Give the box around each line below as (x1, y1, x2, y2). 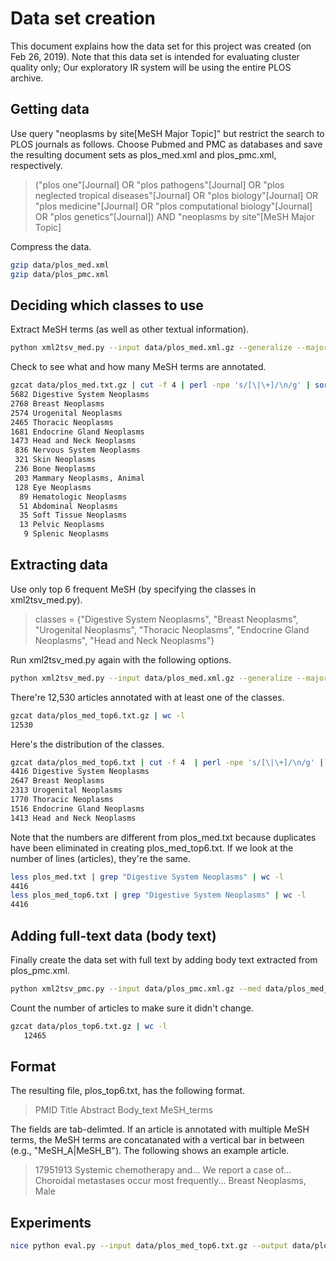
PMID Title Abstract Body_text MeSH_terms (34, 1104, 213, 1116)
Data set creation (10, 7, 156, 30)
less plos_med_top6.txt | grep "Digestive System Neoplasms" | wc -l (10, 890, 307, 901)
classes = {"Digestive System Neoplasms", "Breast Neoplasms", (34, 613, 299, 625)
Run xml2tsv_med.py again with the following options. (10, 653, 232, 666)
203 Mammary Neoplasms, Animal (14, 473, 145, 483)
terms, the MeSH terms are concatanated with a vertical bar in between (10, 1134, 305, 1146)
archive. (10, 72, 44, 84)
